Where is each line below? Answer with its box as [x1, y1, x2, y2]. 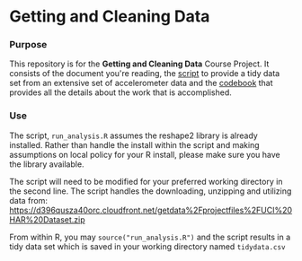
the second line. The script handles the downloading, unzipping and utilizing [9, 186, 292, 196]
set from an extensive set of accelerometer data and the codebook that [9, 78, 273, 89]
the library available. [9, 159, 84, 170]
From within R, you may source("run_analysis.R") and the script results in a [9, 231, 291, 242]
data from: [9, 195, 48, 205]
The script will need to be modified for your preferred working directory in [9, 176, 283, 187]
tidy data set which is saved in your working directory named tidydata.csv [9, 240, 286, 252]
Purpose [9, 39, 48, 51]
